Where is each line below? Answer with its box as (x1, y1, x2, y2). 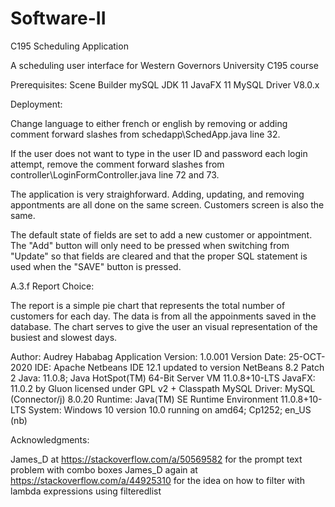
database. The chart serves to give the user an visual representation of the (10, 320, 318, 332)
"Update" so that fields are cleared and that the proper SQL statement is (10, 250, 308, 262)
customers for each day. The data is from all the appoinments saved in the (10, 310, 317, 322)
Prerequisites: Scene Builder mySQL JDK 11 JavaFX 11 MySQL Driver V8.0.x (10, 78, 320, 91)
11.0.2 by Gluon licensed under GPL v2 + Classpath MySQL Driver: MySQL (10, 382, 316, 394)
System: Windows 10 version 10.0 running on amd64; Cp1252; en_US (28, 403, 312, 416)
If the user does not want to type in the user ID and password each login (10, 147, 308, 159)
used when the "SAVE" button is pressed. (10, 260, 182, 272)
